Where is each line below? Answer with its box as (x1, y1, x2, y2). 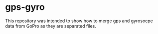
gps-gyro (5, 1, 45, 13)
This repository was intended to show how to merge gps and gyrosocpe (5, 18, 153, 24)
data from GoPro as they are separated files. (5, 23, 96, 29)
